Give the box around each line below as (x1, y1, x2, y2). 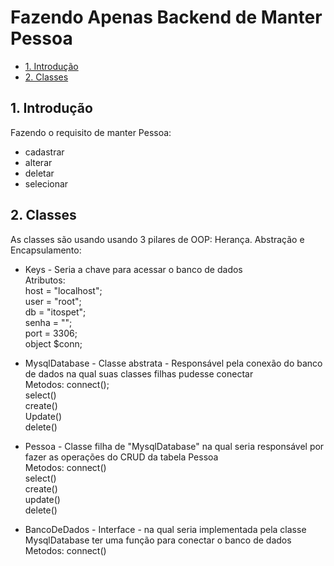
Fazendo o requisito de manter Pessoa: (10, 126, 172, 138)
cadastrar (24, 146, 65, 158)
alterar (24, 156, 53, 168)
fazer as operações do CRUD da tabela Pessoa (24, 451, 219, 463)
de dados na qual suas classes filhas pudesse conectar (24, 367, 254, 380)
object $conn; (24, 337, 83, 350)
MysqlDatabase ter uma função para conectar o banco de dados (24, 534, 292, 546)
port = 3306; (24, 327, 78, 339)
